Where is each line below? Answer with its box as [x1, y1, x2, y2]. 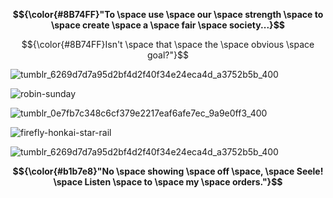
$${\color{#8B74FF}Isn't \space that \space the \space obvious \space [21, 39, 315, 50]
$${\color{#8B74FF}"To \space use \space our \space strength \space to [12, 9, 324, 20]
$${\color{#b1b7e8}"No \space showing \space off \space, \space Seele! [12, 165, 324, 177]
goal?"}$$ [147, 49, 189, 61]
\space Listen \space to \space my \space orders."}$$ [53, 176, 283, 188]
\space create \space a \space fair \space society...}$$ [51, 19, 285, 31]
